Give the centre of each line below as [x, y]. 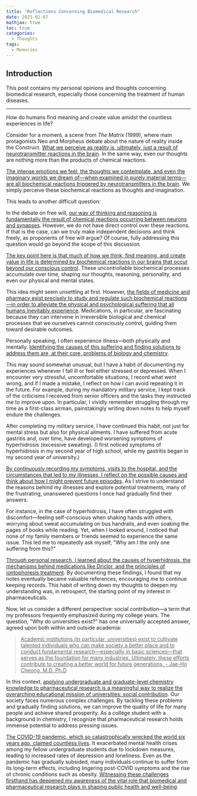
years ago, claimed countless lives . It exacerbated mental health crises [92, 743]
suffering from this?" [31, 548]
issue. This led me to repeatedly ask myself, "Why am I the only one [88, 542]
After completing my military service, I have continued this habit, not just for [98, 426]
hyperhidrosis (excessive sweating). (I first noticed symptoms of [84, 444]
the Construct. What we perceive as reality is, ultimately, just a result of [92, 147]
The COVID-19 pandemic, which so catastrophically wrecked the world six [96, 737]
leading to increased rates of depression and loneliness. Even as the [89, 755]
